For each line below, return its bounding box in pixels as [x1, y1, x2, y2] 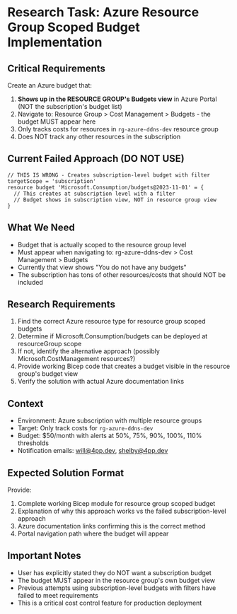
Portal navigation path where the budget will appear [17, 529, 169, 538]
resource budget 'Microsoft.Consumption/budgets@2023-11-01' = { [7, 184, 204, 191]
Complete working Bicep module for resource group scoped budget [17, 500, 216, 508]
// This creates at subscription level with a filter [13, 190, 175, 197]
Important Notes [7, 550, 81, 562]
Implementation [7, 35, 103, 50]
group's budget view [17, 370, 79, 378]
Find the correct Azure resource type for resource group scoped [17, 317, 207, 326]
